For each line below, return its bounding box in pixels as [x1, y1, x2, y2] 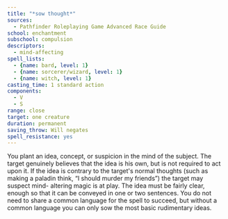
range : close [7, 107, 45, 114]
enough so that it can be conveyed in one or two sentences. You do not [7, 189, 212, 197]
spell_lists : [7, 56, 45, 63]
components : [7, 88, 42, 95]
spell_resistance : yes [7, 133, 73, 140]
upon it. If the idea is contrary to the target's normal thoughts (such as [7, 167, 209, 175]
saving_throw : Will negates [7, 127, 89, 133]
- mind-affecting [13, 49, 64, 56]
